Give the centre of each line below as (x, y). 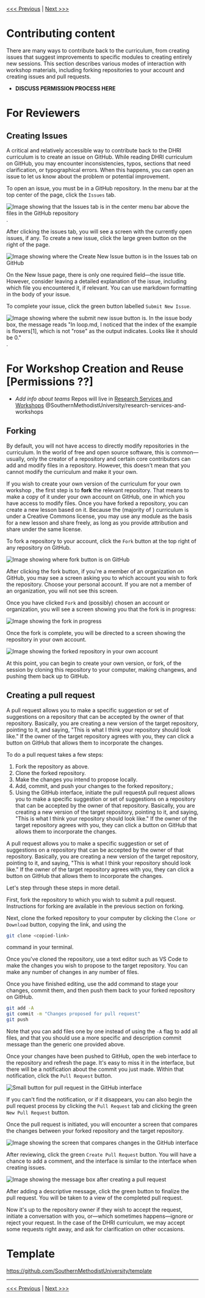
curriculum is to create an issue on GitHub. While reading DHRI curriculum (99, 157)
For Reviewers (43, 113)
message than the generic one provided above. (66, 1044)
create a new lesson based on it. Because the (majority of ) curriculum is (98, 509)
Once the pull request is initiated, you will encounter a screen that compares (102, 1124)
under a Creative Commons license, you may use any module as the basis (99, 516)
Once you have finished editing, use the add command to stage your (92, 984)
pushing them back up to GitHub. (48, 676)
